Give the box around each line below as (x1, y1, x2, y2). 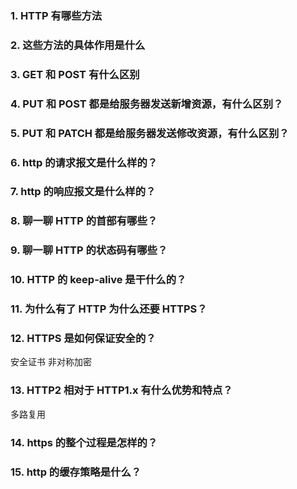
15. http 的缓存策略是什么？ (10, 465, 142, 479)
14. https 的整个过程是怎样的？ (10, 435, 158, 449)
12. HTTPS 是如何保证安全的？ (10, 332, 157, 346)
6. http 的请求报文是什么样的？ (10, 155, 158, 169)
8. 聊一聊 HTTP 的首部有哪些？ (10, 214, 158, 228)
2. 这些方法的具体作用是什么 (10, 38, 146, 52)
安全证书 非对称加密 (10, 356, 92, 368)
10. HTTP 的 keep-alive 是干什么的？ (10, 273, 187, 287)
